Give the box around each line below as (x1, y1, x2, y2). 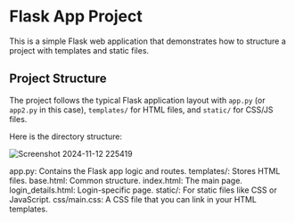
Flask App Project (9, 6, 143, 27)
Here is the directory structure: (9, 131, 123, 142)
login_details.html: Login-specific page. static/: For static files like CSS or (9, 185, 278, 195)
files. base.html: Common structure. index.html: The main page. (9, 175, 243, 186)
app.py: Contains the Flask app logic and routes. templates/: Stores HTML (9, 165, 281, 176)
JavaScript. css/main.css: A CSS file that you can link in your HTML (9, 194, 257, 204)
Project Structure (9, 71, 107, 87)
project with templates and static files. (9, 45, 150, 55)
